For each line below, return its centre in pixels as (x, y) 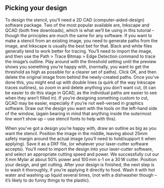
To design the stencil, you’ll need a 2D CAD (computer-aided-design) (75, 20)
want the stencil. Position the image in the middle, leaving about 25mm (76, 133)
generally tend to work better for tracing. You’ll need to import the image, (79, 51)
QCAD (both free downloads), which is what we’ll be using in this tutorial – (80, 30)
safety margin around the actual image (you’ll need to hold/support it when (81, 139)
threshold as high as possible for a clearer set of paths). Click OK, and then (81, 72)
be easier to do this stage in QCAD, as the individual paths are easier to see (81, 93)
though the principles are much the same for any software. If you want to (79, 35)
